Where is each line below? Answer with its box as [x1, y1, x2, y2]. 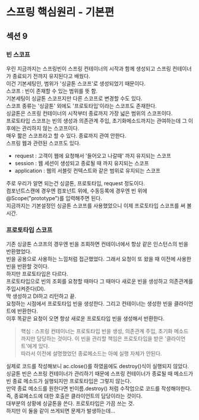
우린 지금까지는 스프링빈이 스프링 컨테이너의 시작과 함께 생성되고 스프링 [6, 65, 171, 72]
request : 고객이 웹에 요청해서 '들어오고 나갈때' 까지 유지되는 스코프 [14, 152, 171, 159]
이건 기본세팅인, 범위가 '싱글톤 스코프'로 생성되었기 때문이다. [6, 80, 146, 87]
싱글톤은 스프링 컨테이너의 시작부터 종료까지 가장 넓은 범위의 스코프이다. [6, 110, 173, 117]
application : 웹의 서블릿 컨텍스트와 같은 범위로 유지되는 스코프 [14, 167, 161, 174]
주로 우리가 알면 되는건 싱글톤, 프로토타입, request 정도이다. [6, 179, 146, 186]
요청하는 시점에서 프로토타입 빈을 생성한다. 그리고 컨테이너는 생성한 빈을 [6, 300, 173, 307]
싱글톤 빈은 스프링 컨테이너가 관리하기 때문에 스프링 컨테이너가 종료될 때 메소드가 [6, 370, 194, 377]
